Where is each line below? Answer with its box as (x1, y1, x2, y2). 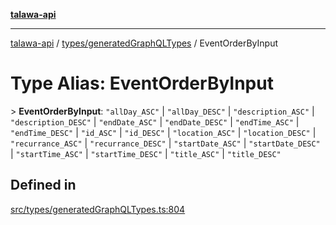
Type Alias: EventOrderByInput (10, 72, 274, 95)
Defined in (10, 177, 77, 194)
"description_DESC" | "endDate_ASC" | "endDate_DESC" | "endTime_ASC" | (10, 115, 300, 128)
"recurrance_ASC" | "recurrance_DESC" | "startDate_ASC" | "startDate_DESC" (10, 137, 321, 149)
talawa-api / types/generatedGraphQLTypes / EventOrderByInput (10, 37, 278, 49)
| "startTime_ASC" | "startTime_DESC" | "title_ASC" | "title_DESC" (10, 147, 282, 159)
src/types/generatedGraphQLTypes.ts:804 (10, 203, 186, 215)
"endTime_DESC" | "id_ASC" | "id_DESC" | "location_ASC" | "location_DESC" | (10, 126, 317, 138)
